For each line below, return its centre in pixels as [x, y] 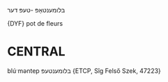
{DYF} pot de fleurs [35, 23]
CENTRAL [36, 52]
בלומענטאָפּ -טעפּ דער [36, 10]
